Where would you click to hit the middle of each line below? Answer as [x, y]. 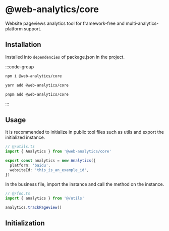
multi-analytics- [142, 23]
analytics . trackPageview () [34, 208]
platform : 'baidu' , [30, 165]
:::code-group [20, 66]
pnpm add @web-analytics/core [37, 94]
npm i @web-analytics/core [34, 76]
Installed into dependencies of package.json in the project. [65, 57]
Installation [23, 45]
